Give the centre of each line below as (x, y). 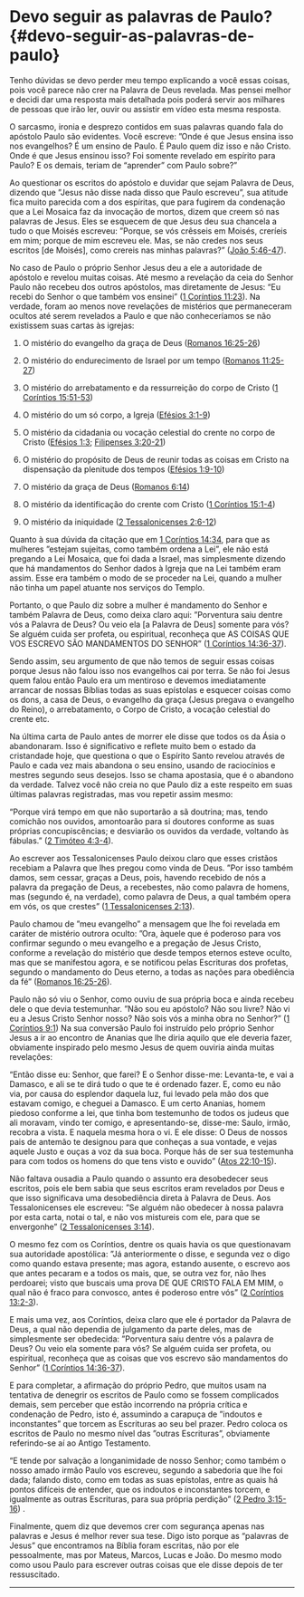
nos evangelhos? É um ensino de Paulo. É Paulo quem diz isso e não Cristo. (150, 146)
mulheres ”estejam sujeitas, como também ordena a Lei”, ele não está (139, 549)
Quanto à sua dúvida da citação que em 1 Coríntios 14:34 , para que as (140, 539)
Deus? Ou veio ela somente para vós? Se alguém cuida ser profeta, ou (140, 1348)
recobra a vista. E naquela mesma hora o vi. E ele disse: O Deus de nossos (148, 1132)
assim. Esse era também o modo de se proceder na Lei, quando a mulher (146, 578)
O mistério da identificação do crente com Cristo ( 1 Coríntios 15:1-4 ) (149, 504)
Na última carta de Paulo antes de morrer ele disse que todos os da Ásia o (148, 736)
